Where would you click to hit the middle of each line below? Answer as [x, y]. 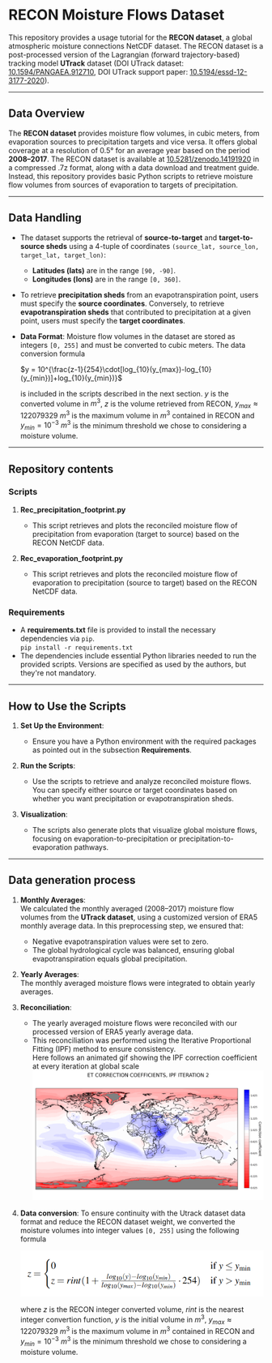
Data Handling [45, 218]
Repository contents [61, 469]
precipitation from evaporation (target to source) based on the [136, 534]
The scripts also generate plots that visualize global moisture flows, [144, 829]
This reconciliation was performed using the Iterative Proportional [142, 1040]
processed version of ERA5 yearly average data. [113, 1031]
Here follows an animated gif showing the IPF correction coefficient [144, 1057]
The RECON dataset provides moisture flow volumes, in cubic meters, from [134, 133]
